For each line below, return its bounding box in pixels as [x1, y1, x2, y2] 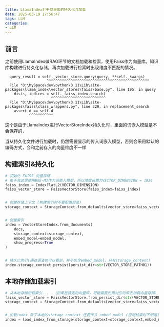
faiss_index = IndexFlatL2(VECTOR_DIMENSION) [5, 183, 99, 187]
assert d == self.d [14, 108, 54, 113]
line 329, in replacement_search [81, 104, 150, 109]
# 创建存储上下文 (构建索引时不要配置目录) [5, 200, 82, 205]
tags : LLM [5, 16, 25, 21]
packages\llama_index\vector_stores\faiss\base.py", [5, 87, 115, 92]
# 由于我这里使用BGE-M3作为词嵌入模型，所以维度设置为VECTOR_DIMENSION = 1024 [5, 178, 153, 183]
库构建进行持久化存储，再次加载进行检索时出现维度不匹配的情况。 [5, 64, 138, 70]
